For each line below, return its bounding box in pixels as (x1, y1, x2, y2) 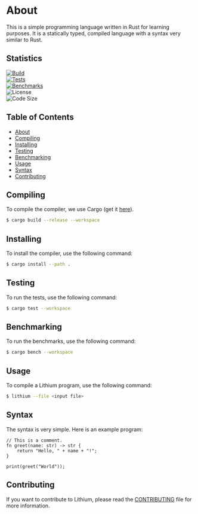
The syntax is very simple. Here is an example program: (6, 425, 143, 433)
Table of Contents (6, 112, 75, 123)
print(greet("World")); (6, 463, 66, 470)
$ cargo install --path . (6, 261, 70, 267)
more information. (6, 502, 50, 509)
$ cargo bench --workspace (6, 349, 73, 355)
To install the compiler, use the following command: (6, 250, 133, 257)
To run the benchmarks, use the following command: (6, 337, 136, 345)
